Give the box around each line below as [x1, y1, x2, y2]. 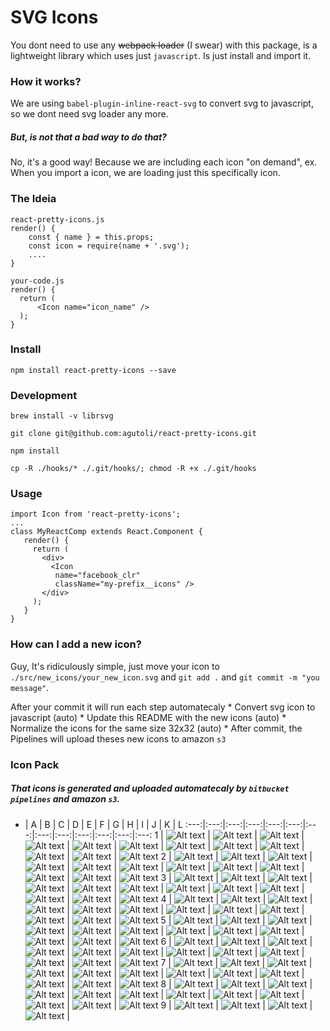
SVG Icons [10, 6, 99, 29]
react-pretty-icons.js [10, 214, 105, 225]
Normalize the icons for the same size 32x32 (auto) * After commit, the [10, 722, 303, 734]
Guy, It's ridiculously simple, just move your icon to [10, 660, 220, 672]
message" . [10, 681, 50, 693]
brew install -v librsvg [10, 411, 114, 421]
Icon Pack [10, 757, 60, 771]
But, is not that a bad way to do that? [10, 131, 167, 143]
